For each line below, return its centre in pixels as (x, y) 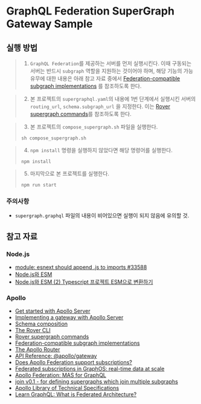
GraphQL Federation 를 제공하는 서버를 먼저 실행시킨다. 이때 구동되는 (111, 63)
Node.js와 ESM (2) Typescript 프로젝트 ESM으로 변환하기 (84, 281)
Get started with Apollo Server (53, 311)
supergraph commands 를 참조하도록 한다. (81, 114)
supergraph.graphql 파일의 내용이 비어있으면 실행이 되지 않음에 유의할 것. (102, 216)
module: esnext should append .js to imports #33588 (81, 267)
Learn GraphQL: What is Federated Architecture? (76, 394)
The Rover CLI (33, 330)
